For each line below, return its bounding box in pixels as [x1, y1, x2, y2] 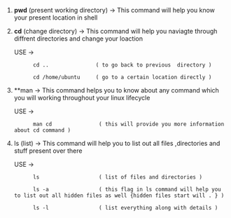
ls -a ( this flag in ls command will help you [32, 186, 222, 193]
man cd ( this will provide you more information [32, 121, 225, 128]
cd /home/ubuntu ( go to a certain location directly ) [32, 74, 212, 81]
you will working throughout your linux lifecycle [13, 94, 150, 102]
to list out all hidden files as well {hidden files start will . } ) [13, 192, 225, 199]
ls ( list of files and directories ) [32, 174, 203, 181]
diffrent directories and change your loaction [13, 34, 143, 43]
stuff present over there [13, 147, 83, 155]
